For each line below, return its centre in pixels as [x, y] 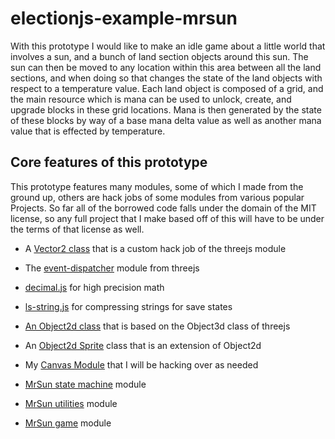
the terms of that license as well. [77, 229]
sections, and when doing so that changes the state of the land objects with [166, 78]
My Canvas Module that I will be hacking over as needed [141, 364]
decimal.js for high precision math [94, 287]
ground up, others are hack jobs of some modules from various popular [157, 197]
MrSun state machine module [85, 384]
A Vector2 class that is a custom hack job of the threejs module [155, 248]
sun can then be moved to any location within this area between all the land [166, 67]
